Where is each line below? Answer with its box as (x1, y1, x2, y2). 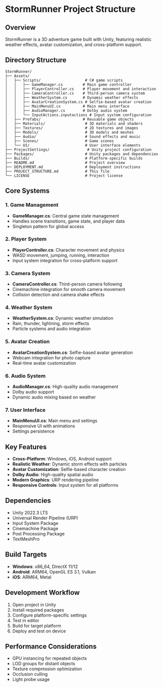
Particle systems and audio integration (12, 326, 91, 332)
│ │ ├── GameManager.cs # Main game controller (5, 82, 132, 87)
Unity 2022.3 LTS (12, 510, 48, 515)
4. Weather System (5, 304, 53, 311)
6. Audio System (5, 372, 46, 379)
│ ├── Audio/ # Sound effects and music (5, 134, 141, 139)
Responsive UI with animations (12, 423, 75, 429)
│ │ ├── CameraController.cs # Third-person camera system (5, 91, 145, 96)
